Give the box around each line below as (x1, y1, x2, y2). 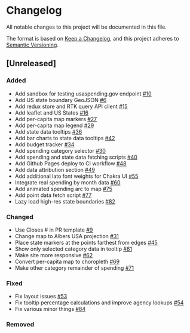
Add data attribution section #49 (14, 166, 96, 173)
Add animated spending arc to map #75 (14, 185, 112, 192)
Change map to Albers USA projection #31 (14, 232, 119, 239)
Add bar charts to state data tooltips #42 (14, 134, 115, 141)
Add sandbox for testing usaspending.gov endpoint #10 (14, 90, 152, 97)
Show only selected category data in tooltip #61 (14, 245, 133, 252)
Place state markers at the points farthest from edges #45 (14, 239, 158, 246)
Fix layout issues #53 (14, 293, 68, 300)
